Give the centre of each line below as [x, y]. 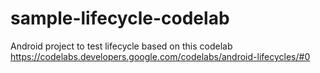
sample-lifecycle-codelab [120, 18]
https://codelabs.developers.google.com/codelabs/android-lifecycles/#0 [160, 56]
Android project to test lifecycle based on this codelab [121, 46]
